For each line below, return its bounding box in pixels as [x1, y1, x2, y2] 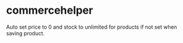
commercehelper [6, 4, 94, 17]
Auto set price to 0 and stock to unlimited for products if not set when [6, 23, 178, 30]
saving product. [6, 29, 45, 36]
